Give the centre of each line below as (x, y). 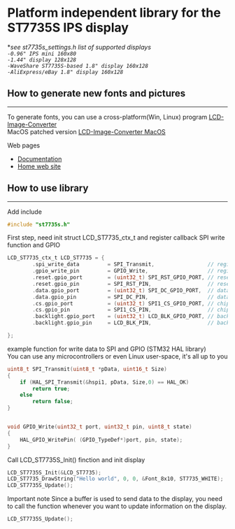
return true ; (51, 389)
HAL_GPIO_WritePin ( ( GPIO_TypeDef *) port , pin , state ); (101, 440)
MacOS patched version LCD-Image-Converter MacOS (86, 131)
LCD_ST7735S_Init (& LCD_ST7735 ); (54, 472)
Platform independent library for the (114, 13)
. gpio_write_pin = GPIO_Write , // (123, 271)
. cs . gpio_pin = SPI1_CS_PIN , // (123, 310)
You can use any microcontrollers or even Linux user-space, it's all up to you (117, 356)
